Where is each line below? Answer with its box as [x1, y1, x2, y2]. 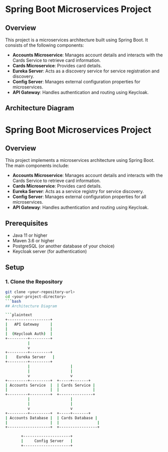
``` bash [5, 299, 22, 304]
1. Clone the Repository [5, 278, 63, 285]
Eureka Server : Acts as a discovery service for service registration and [12, 68, 159, 74]
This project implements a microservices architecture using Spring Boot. [5, 157, 154, 163]
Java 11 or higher [12, 232, 48, 238]
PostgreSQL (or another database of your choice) [12, 243, 115, 249]
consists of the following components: [5, 42, 84, 48]
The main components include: [5, 162, 69, 169]
